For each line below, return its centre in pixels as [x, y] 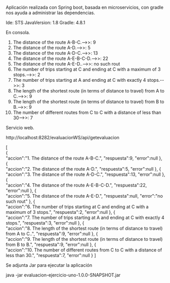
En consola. [18, 32]
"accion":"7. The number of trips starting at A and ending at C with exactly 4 [85, 217]
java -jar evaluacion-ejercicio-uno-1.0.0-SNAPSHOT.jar [63, 275]
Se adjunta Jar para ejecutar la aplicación [49, 265]
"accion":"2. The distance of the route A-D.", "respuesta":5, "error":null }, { [83, 169]
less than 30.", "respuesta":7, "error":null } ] [51, 255]
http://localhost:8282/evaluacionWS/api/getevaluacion [62, 137]
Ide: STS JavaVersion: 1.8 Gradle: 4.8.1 [46, 23]
